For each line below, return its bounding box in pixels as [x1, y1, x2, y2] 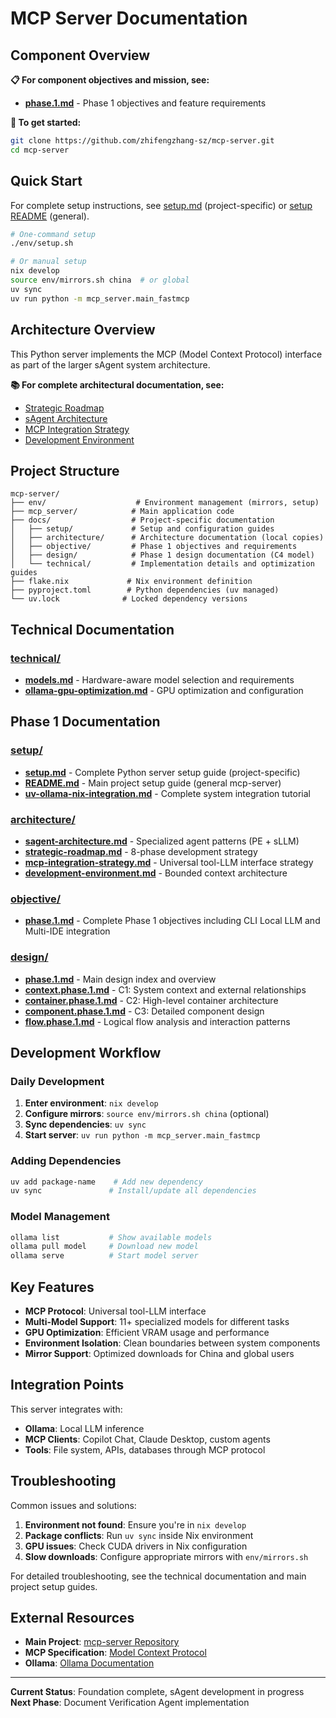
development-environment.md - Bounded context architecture [24, 867, 288, 879]
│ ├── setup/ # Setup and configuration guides [10, 524, 275, 534]
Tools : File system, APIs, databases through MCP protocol [24, 1443, 266, 1456]
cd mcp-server [10, 145, 70, 155]
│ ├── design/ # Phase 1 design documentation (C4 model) [10, 550, 315, 561]
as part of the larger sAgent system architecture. [10, 358, 211, 371]
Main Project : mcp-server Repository [24, 1636, 180, 1648]
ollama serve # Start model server [10, 1251, 199, 1261]
